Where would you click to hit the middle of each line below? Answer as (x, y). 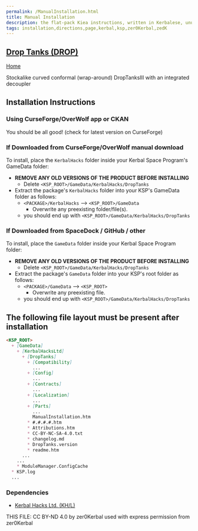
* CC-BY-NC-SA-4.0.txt (55, 434)
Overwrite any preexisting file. (69, 293)
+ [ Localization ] (48, 395)
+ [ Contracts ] (44, 384)
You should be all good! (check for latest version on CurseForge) (85, 132)
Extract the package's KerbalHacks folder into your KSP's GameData (97, 191)
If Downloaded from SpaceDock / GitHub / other (76, 231)
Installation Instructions (51, 102)
